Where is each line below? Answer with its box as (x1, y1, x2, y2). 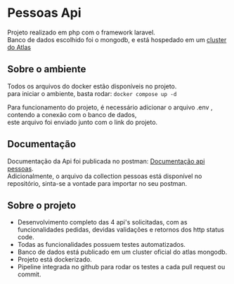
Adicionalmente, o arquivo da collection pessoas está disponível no (7, 172, 202, 180)
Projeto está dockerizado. (17, 255, 93, 264)
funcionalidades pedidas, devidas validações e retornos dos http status (17, 226, 225, 234)
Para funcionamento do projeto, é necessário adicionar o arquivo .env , (7, 103, 213, 111)
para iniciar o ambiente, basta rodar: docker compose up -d (7, 89, 177, 97)
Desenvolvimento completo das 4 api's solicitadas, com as (17, 218, 188, 226)
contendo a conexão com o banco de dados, (7, 110, 137, 119)
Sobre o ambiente (7, 63, 86, 75)
